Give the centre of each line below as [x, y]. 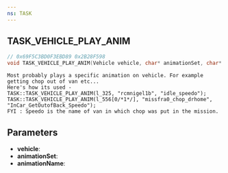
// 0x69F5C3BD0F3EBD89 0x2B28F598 [56, 57]
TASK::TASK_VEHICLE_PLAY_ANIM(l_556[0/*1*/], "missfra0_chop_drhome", [110, 100]
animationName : [41, 163]
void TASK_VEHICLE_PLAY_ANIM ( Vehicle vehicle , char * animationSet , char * [115, 63]
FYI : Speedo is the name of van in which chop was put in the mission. [113, 111]
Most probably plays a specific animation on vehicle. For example [105, 76]
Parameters [33, 132]
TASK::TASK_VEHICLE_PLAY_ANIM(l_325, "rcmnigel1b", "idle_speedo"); [107, 94]
